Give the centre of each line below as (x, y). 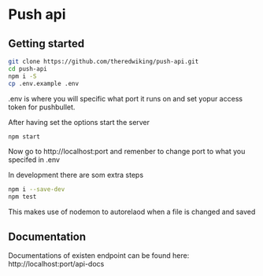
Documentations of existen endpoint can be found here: (99, 255)
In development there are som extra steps (76, 175)
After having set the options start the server (79, 122)
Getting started (46, 44)
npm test (22, 197)
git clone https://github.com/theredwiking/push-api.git (104, 61)
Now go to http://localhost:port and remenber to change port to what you (127, 152)
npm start (24, 136)
